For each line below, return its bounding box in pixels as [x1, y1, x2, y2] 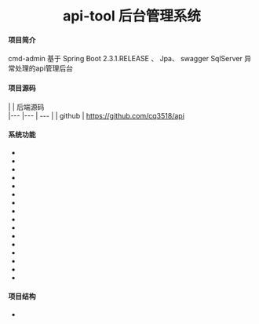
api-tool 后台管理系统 [62, 7, 202, 25]
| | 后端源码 [8, 102, 45, 111]
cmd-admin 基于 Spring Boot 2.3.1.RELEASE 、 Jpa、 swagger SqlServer [8, 54, 243, 64]
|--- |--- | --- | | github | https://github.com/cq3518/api [8, 111, 184, 120]
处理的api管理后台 [14, 64, 73, 73]
